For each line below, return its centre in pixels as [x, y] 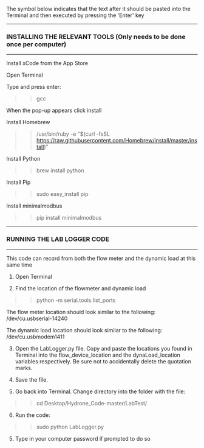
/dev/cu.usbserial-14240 [37, 318]
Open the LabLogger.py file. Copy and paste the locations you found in [104, 348]
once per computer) [36, 44]
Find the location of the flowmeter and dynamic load [80, 288]
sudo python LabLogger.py [70, 427]
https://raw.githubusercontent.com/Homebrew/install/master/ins [117, 141]
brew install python [60, 170]
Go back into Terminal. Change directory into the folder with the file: [100, 391]
